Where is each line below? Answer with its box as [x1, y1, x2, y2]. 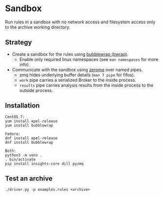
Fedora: [5, 131, 21, 136]
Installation [5, 102, 40, 110]
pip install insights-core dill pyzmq [5, 161, 84, 166]
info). [19, 61, 30, 67]
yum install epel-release [5, 119, 57, 124]
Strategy [5, 38, 32, 47]
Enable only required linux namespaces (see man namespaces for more [19, 56, 159, 62]
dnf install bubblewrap [5, 140, 54, 145]
